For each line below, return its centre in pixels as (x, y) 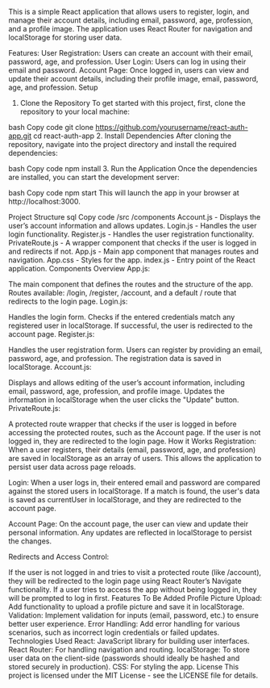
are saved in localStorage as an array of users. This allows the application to (135, 458)
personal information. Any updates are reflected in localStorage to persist (130, 533)
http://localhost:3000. (44, 201)
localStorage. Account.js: (50, 367)
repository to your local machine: (75, 111)
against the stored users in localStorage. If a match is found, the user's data (134, 491)
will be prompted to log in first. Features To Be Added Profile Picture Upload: (135, 598)
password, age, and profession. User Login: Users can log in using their (127, 61)
